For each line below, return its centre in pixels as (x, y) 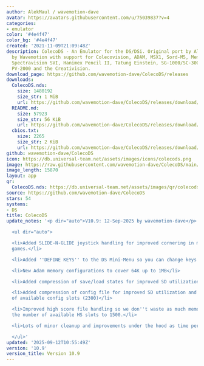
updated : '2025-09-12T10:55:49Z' (49, 342)
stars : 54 (19, 198)
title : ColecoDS (27, 216)
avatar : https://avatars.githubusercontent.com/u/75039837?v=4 (88, 18)
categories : (21, 23)
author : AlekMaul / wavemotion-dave (53, 12)
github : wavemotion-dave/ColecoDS (50, 153)
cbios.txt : (25, 131)
